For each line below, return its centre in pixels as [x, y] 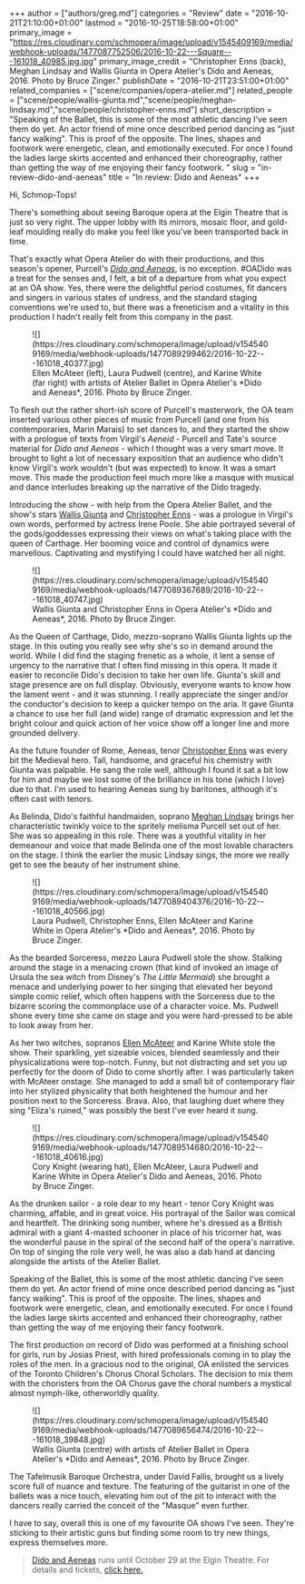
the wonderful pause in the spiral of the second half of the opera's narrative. [152, 1242]
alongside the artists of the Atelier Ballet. [85, 1261]
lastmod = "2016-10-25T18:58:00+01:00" [162, 23]
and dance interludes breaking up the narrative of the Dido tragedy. [135, 487]
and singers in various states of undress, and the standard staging [133, 297]
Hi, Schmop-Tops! [43, 195]
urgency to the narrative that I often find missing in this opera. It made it [143, 665]
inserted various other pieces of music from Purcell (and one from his [139, 420]
